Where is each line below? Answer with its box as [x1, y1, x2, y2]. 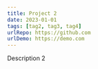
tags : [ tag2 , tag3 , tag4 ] [7, 23, 81, 29]
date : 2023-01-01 [7, 16, 57, 23]
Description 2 [7, 54, 46, 62]
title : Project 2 [7, 10, 57, 17]
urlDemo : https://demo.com [7, 36, 85, 42]
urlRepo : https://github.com [7, 29, 91, 36]
